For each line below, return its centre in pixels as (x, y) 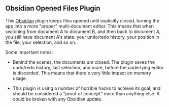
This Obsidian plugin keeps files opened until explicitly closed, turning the (82, 20)
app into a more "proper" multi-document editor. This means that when (79, 26)
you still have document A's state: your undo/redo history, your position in (82, 37)
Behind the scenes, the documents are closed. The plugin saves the (84, 62)
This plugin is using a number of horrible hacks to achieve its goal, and (87, 88)
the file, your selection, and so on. (41, 42)
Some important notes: (29, 52)
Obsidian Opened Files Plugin (53, 8)
